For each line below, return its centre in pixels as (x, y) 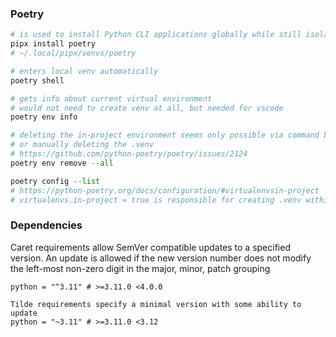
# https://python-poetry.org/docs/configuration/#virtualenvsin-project (165, 190)
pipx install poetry (53, 44)
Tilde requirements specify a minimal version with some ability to (156, 304)
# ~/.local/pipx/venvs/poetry (73, 53)
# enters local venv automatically (84, 71)
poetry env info (44, 117)
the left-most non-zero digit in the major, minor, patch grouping (140, 268)
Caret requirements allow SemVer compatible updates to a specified (150, 247)
